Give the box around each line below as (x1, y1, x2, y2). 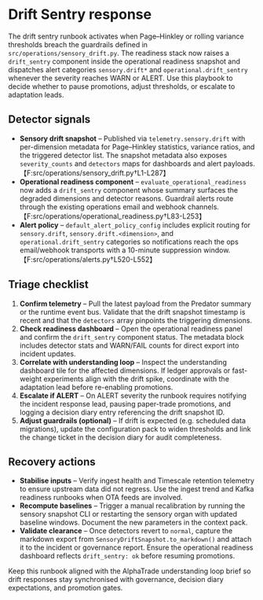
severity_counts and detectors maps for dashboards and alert (19, 159, 222, 168)
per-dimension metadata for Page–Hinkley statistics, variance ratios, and (19, 142, 255, 151)
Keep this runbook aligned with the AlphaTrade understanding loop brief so (8, 566, 251, 576)
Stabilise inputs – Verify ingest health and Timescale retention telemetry (19, 476, 255, 485)
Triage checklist (8, 278, 89, 292)
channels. (187, 202, 220, 212)
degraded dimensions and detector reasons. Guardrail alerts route (19, 193, 234, 203)
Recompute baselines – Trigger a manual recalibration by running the (19, 501, 246, 510)
